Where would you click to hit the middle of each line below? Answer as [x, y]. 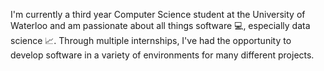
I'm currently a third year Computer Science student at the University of [158, 14]
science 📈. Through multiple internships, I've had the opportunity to [151, 40]
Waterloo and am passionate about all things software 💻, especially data [160, 25]
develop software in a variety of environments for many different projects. [162, 55]
